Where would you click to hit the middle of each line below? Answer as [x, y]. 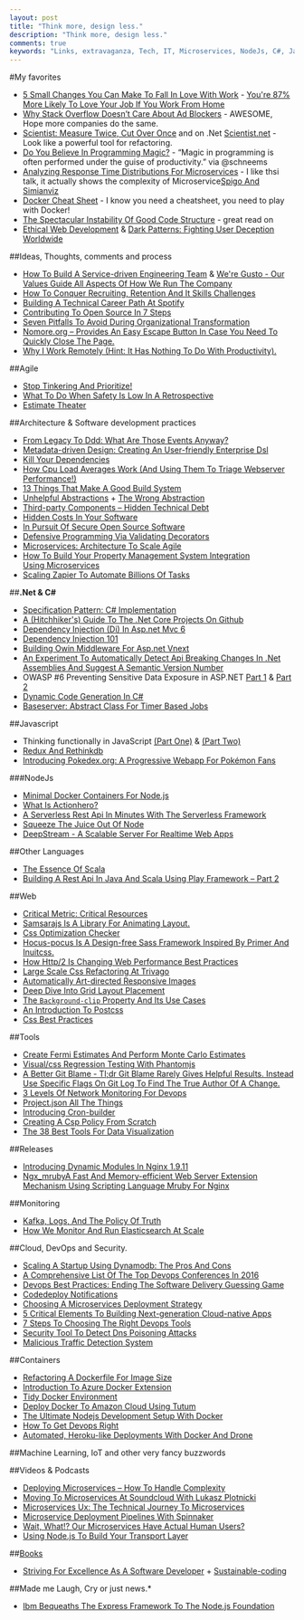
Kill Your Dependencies [66, 460]
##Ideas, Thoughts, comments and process [90, 257]
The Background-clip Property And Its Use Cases [114, 1000]
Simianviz [40, 191]
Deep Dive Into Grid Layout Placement [94, 991]
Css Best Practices [57, 1020]
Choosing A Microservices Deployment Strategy [112, 1304]
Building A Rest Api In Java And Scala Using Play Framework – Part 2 [151, 879]
